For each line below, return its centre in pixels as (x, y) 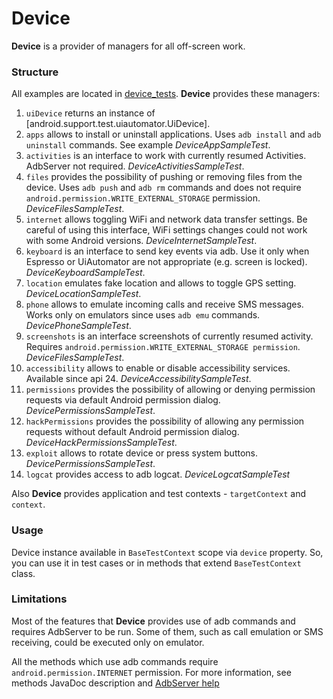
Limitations (39, 599)
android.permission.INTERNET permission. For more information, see (151, 672)
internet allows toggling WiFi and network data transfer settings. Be (166, 219)
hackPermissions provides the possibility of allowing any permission (165, 421)
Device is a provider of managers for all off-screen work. (128, 46)
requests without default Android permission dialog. (132, 432)
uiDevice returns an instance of (90, 113)
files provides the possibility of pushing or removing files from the (164, 177)
